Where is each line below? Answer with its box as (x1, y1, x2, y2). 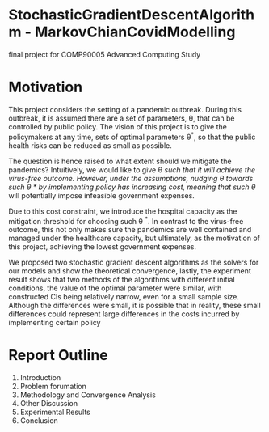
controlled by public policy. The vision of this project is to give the (8, 121, 228, 131)
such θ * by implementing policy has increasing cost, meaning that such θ (8, 182, 256, 192)
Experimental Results (19, 407, 90, 417)
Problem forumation (19, 382, 86, 392)
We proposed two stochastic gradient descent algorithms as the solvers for (8, 257, 259, 268)
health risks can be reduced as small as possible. (8, 140, 172, 150)
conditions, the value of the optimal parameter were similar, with (8, 283, 222, 293)
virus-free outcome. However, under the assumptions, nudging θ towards (8, 173, 254, 183)
